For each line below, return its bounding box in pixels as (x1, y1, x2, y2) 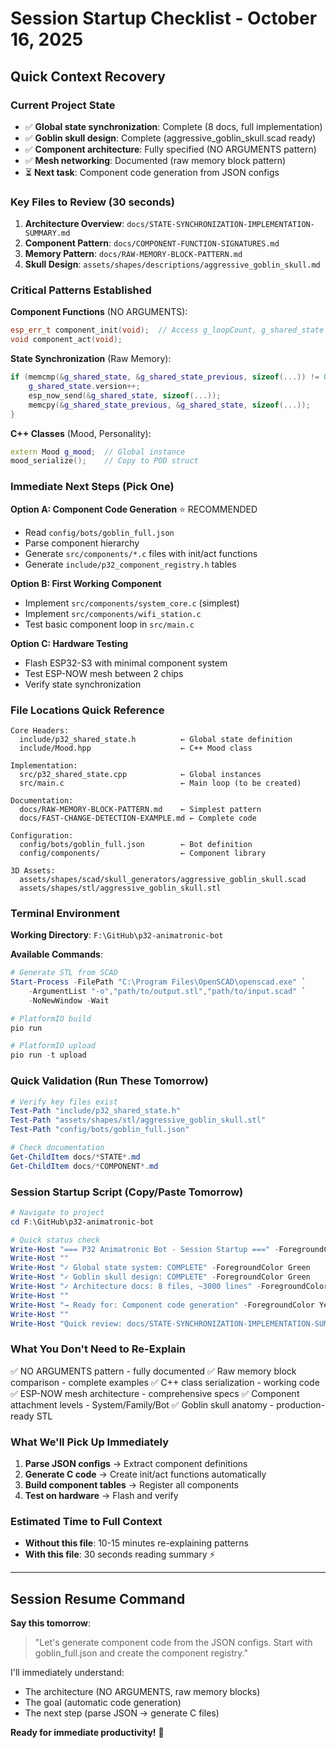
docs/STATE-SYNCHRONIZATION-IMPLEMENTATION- (126, 220, 315, 230)
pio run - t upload (10, 1050, 87, 1061)
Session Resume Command (10, 1590, 186, 1607)
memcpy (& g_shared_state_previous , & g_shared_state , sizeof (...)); (28, 400, 311, 410)
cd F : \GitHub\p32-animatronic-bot (10, 1217, 155, 1227)
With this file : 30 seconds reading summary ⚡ (24, 1548, 216, 1561)
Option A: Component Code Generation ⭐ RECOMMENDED (10, 503, 258, 515)
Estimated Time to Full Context (10, 1514, 163, 1528)
